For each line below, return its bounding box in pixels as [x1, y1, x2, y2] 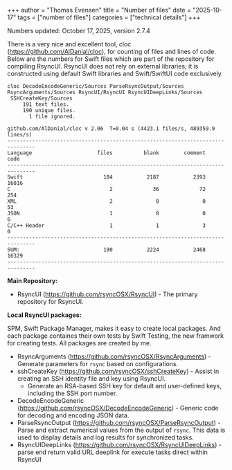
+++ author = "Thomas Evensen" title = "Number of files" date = [7, 6, 192, 14]
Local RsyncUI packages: [7, 311, 82, 319]
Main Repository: [7, 277, 58, 284]
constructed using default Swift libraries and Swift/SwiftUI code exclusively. [7, 69, 224, 78]
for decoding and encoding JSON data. [17, 411, 130, 419]
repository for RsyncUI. [17, 298, 84, 305]
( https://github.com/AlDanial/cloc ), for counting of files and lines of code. [7, 48, 217, 55]
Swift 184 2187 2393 [7, 174, 206, 181]
